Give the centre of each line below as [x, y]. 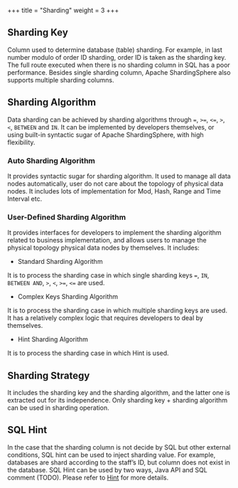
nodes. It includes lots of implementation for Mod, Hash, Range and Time [114, 191]
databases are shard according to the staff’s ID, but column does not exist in [119, 462]
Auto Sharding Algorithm [52, 161]
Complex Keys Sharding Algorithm [68, 297]
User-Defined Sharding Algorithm [67, 217]
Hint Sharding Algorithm [53, 339]
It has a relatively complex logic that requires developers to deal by [106, 318]
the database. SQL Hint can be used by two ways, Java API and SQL [107, 470]
